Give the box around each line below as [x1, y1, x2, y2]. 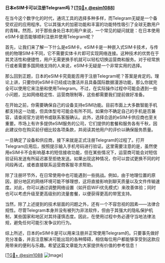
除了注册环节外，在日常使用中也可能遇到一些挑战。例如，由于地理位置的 [5, 172, 151, 178]
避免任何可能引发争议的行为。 [13, 220, 74, 226]
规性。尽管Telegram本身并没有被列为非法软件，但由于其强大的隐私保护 [5, 207, 149, 213]
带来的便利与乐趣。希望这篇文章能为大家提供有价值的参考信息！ [9, 242, 138, 248]
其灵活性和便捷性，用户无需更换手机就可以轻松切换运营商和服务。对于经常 [5, 57, 156, 62]
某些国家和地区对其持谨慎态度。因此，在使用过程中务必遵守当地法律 [13, 214, 151, 219]
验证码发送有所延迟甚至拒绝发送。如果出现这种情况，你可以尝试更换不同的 [5, 156, 156, 162]
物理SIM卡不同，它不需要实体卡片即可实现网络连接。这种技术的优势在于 [13, 50, 160, 56]
